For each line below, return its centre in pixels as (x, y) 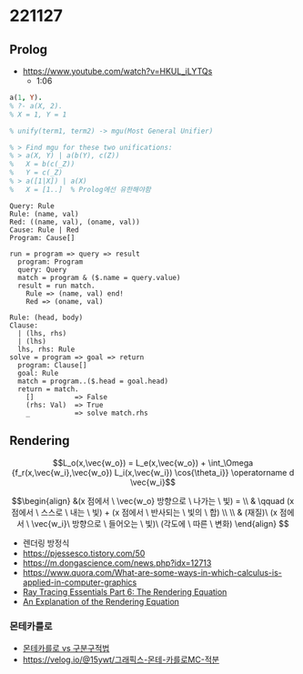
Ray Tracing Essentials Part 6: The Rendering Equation (125, 591)
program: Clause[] (53, 365)
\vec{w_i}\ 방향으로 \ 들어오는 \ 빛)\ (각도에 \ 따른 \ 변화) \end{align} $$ (160, 523)
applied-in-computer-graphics (80, 582)
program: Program (50, 262)
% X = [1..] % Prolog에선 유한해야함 (81, 189)
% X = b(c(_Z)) (42, 165)
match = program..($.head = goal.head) (93, 381)
